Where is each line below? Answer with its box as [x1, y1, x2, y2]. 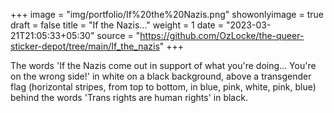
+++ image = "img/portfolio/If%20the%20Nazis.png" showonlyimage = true [10, 9, 324, 20]
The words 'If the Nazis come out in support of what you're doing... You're [10, 60, 317, 71]
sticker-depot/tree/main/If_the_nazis [10, 40, 160, 52]
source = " [96, 30, 141, 41]
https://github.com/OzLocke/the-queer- [139, 30, 305, 41]
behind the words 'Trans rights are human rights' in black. [10, 92, 248, 103]
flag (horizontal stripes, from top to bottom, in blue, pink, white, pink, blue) [10, 81, 317, 93]
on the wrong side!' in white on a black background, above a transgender [10, 70, 312, 82]
